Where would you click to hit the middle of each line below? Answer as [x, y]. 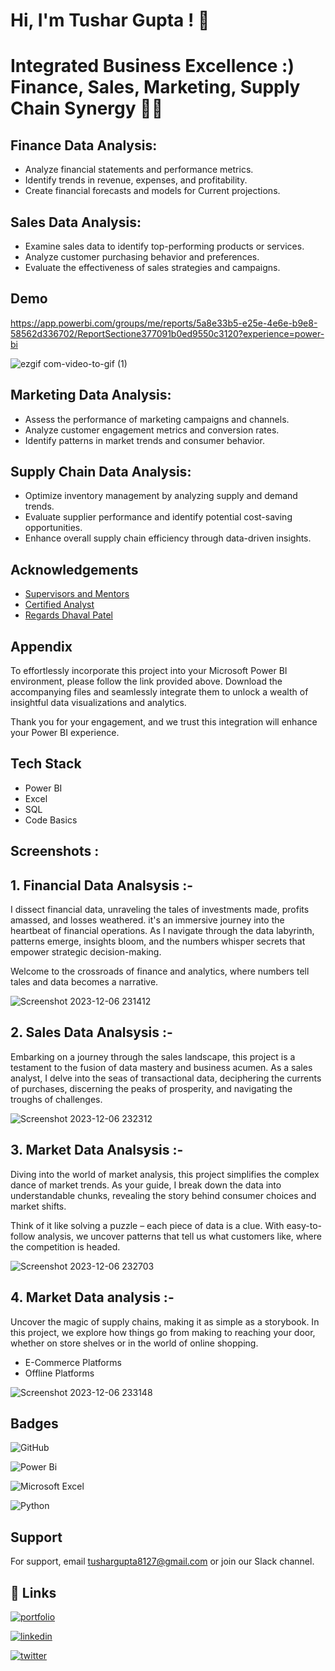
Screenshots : [55, 851]
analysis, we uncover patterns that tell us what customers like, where [179, 1236]
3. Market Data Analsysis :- [97, 1150]
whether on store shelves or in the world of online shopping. [134, 1343]
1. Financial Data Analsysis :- [102, 885]
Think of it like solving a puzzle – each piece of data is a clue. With [147, 1225]
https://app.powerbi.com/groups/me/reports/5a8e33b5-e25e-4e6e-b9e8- [164, 323]
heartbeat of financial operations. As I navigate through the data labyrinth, [162, 931]
